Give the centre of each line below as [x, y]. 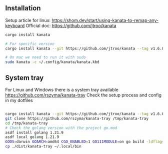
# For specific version [30, 44]
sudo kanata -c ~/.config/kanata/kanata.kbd [52, 62]
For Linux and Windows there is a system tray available [62, 90]
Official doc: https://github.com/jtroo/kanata [71, 25]
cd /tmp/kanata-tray [27, 123]
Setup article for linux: [28, 20]
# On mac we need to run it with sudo [45, 57]
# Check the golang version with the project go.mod [61, 128]
